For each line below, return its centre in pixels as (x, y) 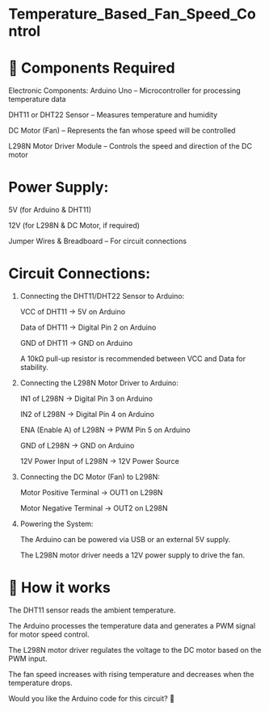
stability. (34, 367)
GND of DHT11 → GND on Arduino (76, 343)
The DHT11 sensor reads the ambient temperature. (92, 610)
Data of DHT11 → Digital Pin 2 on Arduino (88, 327)
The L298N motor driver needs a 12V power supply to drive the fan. (132, 555)
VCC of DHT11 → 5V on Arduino (73, 311)
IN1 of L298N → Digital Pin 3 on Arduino (86, 398)
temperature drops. (40, 683)
